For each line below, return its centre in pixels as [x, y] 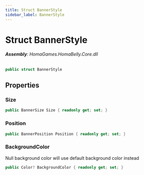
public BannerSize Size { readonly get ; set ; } [57, 110]
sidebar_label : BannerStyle [35, 15]
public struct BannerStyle [34, 69]
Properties [22, 85]
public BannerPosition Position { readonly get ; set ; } [65, 134]
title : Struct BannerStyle [34, 10]
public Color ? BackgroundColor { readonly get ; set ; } [64, 167]
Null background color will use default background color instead [72, 158]
